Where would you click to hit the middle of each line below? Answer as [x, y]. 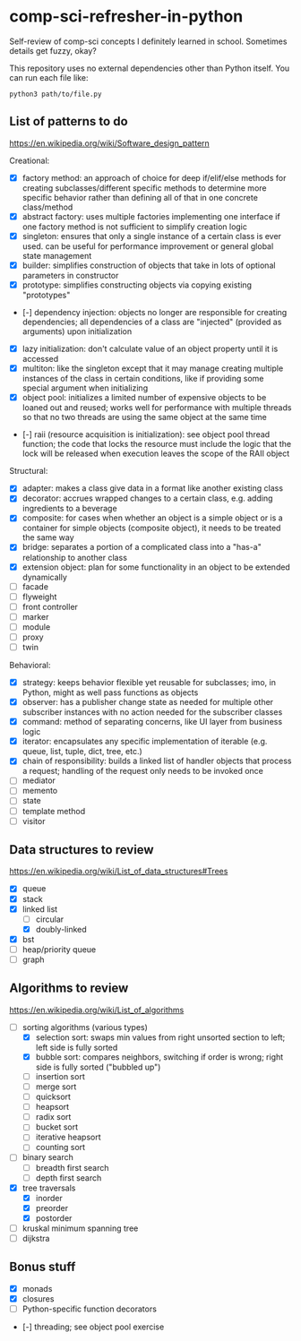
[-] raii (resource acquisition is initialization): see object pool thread [146, 434]
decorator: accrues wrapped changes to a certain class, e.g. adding [147, 498]
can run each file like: [49, 77]
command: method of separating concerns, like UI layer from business [152, 722]
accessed [40, 359]
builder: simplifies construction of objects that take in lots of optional [149, 265]
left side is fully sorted [77, 1047]
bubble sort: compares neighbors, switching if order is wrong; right [159, 1057]
